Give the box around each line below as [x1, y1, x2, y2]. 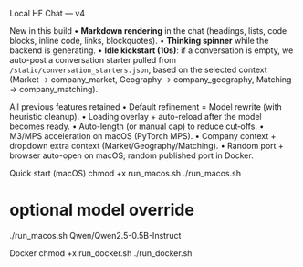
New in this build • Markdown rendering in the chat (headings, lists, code [9, 26, 287, 36]
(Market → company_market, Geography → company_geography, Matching [9, 74, 292, 85]
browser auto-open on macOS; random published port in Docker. [9, 150, 254, 161]
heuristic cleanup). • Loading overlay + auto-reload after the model [9, 112, 262, 122]
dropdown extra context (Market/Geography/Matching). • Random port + [9, 141, 285, 151]
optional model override [9, 200, 194, 220]
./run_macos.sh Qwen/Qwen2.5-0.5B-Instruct [9, 230, 182, 240]
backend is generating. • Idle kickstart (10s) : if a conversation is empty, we [9, 45, 294, 56]
